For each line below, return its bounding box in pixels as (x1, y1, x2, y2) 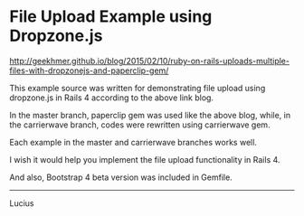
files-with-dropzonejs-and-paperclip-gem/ (9, 65, 169, 76)
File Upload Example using (9, 6, 213, 27)
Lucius (9, 197, 34, 209)
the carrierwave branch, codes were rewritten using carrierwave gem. (9, 119, 271, 130)
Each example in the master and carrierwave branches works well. (9, 136, 258, 147)
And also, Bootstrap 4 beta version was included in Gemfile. (9, 172, 233, 183)
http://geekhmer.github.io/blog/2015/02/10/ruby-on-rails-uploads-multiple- (9, 55, 290, 66)
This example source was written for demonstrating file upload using (9, 82, 266, 93)
